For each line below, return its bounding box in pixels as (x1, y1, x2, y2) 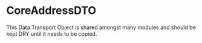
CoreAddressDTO (6, 4, 97, 18)
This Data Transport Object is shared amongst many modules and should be (6, 24, 197, 31)
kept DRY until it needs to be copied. (6, 30, 97, 37)
